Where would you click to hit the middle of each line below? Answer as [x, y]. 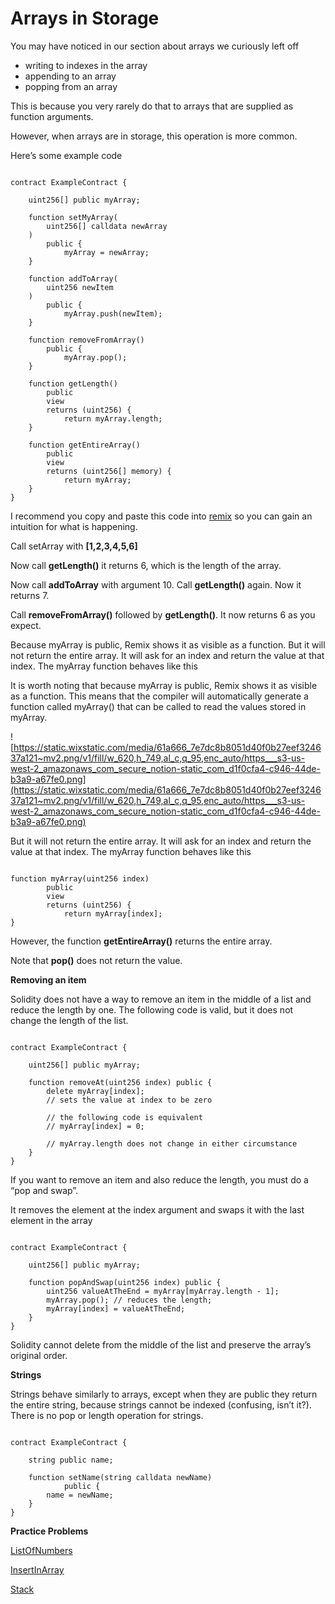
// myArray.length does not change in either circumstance [172, 1143]
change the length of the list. [69, 1020]
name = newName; [80, 1495]
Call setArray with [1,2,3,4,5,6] [74, 546]
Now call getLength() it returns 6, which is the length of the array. [146, 565]
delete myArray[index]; [95, 1091]
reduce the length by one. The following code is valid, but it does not [152, 1009]
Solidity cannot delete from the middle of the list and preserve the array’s [161, 1344]
